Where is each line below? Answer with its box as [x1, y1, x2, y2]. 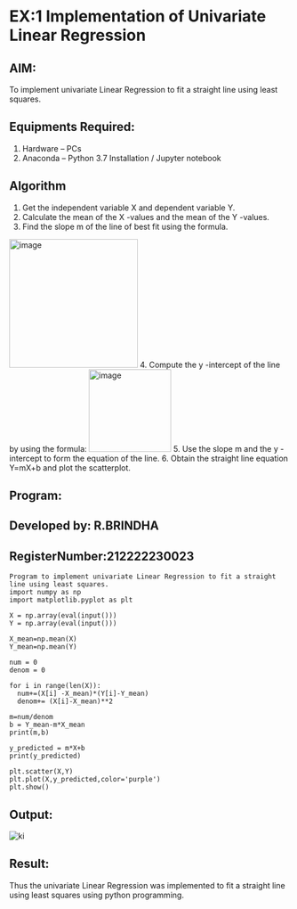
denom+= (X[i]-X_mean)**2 [17, 697, 114, 706]
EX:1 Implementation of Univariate [9, 6, 267, 27]
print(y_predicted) [9, 751, 82, 761]
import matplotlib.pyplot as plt [9, 595, 133, 605]
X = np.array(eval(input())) [9, 611, 117, 620]
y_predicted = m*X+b [9, 744, 86, 753]
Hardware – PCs [21, 143, 82, 153]
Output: [9, 807, 53, 822]
